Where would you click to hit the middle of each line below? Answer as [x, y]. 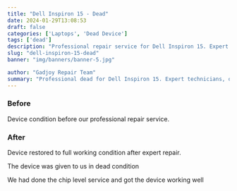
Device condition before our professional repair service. [89, 119]
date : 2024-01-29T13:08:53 [47, 20]
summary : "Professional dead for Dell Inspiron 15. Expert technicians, [116, 79]
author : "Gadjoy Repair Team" [52, 72]
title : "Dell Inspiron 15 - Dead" [58, 14]
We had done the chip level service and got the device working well [106, 180]
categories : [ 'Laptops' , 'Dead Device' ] [68, 33]
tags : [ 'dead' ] [30, 40]
